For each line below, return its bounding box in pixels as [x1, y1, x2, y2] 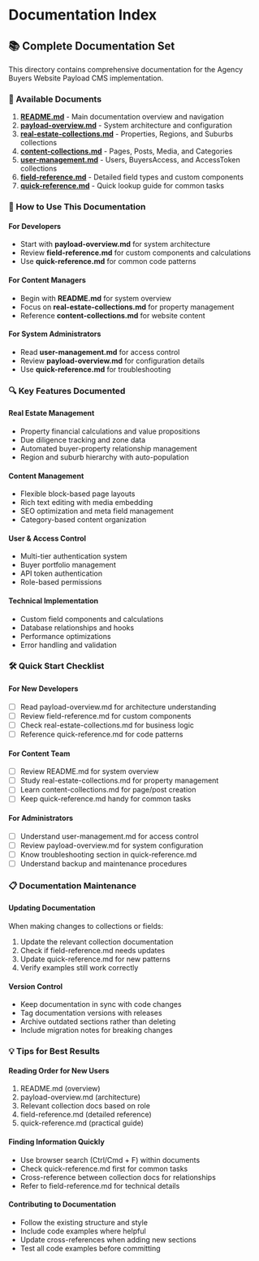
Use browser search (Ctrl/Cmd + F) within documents [19, 1155, 201, 1164]
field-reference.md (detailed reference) [19, 1110, 152, 1120]
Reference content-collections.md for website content [19, 310, 205, 320]
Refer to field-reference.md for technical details [19, 1181, 180, 1190]
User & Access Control [8, 533, 87, 543]
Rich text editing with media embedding [19, 498, 153, 507]
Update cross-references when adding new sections [19, 1234, 196, 1244]
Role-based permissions [19, 577, 102, 587]
